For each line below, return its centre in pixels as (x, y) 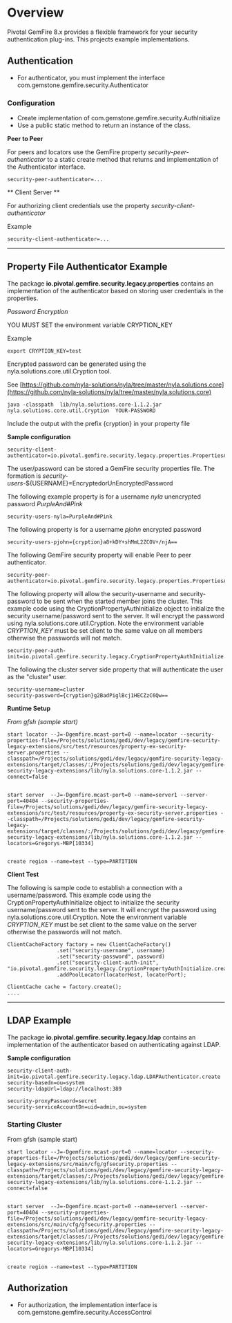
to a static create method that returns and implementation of (133, 160)
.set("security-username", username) (111, 950)
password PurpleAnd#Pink (45, 503)
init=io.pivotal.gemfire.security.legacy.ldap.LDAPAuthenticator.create (114, 1077)
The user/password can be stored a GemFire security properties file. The (111, 468)
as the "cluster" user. (37, 676)
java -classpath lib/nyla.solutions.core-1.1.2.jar (85, 405)
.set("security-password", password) (111, 956)
